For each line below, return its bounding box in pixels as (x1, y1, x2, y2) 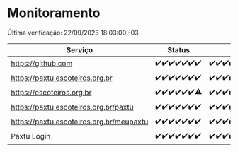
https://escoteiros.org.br (11, 88, 92, 98)
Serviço (66, 45, 93, 54)
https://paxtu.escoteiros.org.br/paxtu (11, 103, 135, 112)
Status (167, 45, 190, 54)
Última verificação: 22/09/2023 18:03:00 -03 (7, 28, 140, 37)
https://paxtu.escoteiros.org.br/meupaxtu (11, 117, 149, 127)
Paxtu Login (11, 131, 51, 141)
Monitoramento (7, 5, 101, 21)
